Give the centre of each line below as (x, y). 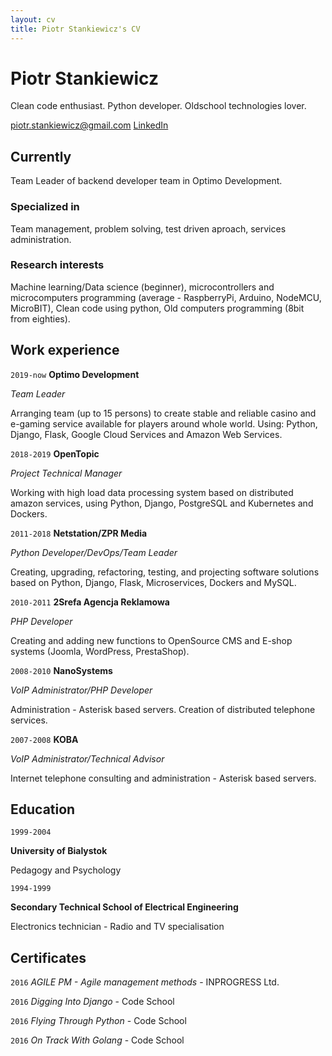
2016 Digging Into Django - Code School (92, 1002)
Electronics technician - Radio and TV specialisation (117, 927)
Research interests (57, 265)
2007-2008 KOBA (44, 739)
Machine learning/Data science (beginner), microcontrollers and (142, 287)
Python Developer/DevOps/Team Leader (94, 552)
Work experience (65, 350)
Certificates (48, 957)
